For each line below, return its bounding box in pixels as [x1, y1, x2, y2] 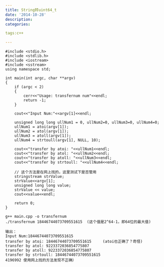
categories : [5, 21, 30, 27]
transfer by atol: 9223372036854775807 [5, 244, 90, 249]
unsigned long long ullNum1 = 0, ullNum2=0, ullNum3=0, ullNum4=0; [14, 120, 159, 125]
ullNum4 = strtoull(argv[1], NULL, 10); [14, 138, 101, 143]
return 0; [14, 201, 35, 206]
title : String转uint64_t [5, 7, 57, 13]
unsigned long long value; [14, 183, 71, 188]
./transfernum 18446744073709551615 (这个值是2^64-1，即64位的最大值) [5, 219, 151, 224]
